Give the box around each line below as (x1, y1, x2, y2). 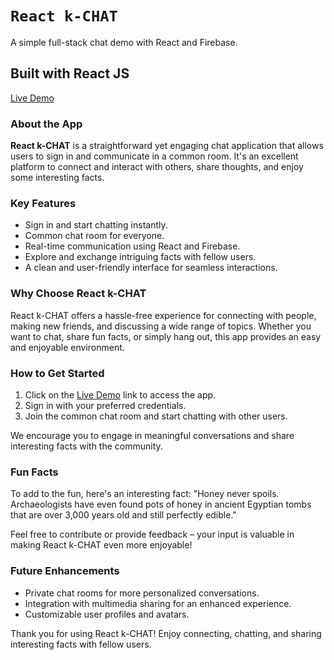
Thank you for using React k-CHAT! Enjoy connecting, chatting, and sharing (10, 627, 322, 639)
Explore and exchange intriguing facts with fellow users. (24, 251, 257, 263)
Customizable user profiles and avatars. (24, 608, 190, 620)
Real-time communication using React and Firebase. (24, 240, 241, 252)
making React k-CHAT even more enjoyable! (10, 539, 193, 551)
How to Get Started (10, 366, 105, 380)
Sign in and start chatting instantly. (24, 219, 168, 231)
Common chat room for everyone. (24, 230, 165, 242)
